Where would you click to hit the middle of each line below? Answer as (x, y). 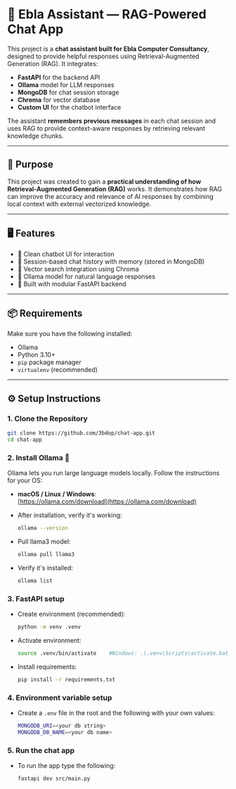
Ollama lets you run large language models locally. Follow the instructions (113, 473)
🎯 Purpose (31, 165)
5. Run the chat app (41, 750)
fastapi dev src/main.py (54, 778)
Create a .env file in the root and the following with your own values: (116, 712)
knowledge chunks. (36, 136)
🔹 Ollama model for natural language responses (86, 276)
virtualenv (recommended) (58, 370)
